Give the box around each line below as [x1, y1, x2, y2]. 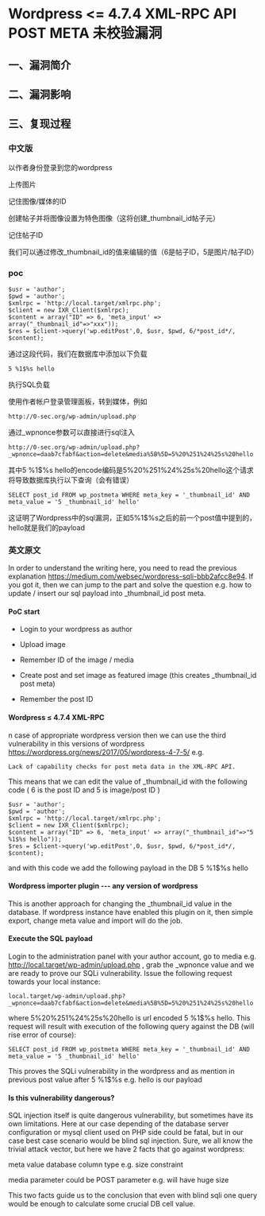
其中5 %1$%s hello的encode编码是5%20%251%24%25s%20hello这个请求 [8, 465, 254, 474]
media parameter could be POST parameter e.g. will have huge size [8, 1175, 229, 1185]
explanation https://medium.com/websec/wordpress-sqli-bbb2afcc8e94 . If [8, 571, 254, 581]
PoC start [8, 606, 40, 616]
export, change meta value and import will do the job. [8, 916, 182, 925]
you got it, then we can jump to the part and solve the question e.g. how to [8, 580, 252, 590]
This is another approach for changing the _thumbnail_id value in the [8, 899, 232, 908]
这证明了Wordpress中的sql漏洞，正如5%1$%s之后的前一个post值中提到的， [8, 513, 256, 522]
